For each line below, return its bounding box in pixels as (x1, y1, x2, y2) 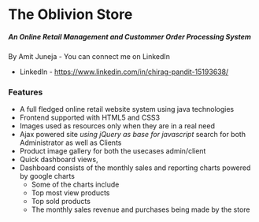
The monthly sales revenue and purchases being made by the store (31, 205, 250, 214)
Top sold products (31, 197, 91, 206)
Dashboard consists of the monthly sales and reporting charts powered (19, 163, 251, 172)
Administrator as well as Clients (19, 138, 122, 147)
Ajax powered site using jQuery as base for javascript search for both (19, 130, 246, 139)
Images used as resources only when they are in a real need (19, 121, 215, 131)
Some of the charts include (31, 179, 120, 190)
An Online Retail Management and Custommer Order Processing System (8, 31, 252, 41)
